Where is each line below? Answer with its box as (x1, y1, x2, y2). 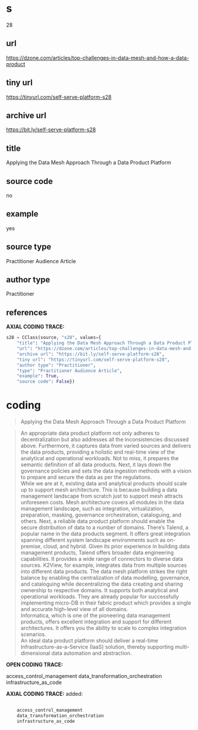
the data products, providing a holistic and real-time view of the (20, 448, 175, 456)
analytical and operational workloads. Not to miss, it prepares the (20, 455, 179, 462)
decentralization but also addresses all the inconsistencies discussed (20, 436, 189, 443)
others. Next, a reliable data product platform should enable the (20, 518, 175, 525)
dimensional (20, 650, 51, 657)
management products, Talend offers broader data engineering (20, 549, 174, 556)
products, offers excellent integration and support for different (20, 618, 172, 625)
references (6, 307, 48, 318)
